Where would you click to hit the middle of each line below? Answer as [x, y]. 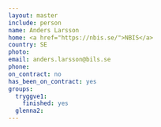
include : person [35, 23]
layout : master [33, 15]
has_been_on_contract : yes [52, 81]
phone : [19, 67]
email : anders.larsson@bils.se [60, 60]
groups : [21, 89]
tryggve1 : [31, 96]
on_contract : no [35, 74]
